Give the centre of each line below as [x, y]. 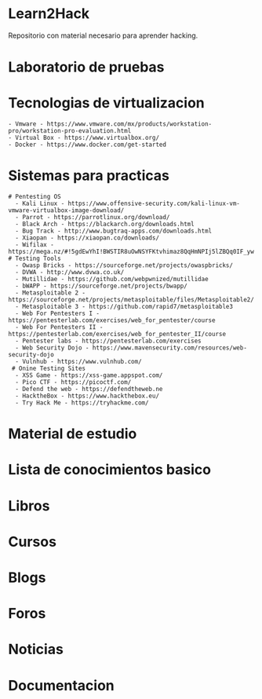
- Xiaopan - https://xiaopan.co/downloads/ [87, 238]
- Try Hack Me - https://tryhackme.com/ [82, 403]
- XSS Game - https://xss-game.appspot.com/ [89, 375]
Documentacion [62, 685]
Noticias [36, 650]
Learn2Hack [49, 14]
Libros [29, 505]
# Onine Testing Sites [49, 368]
